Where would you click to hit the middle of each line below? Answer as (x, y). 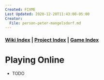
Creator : (14, 18)
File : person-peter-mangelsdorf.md (45, 23)
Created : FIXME (20, 9)
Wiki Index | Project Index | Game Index (52, 40)
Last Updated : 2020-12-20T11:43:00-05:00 (47, 14)
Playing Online (35, 60)
